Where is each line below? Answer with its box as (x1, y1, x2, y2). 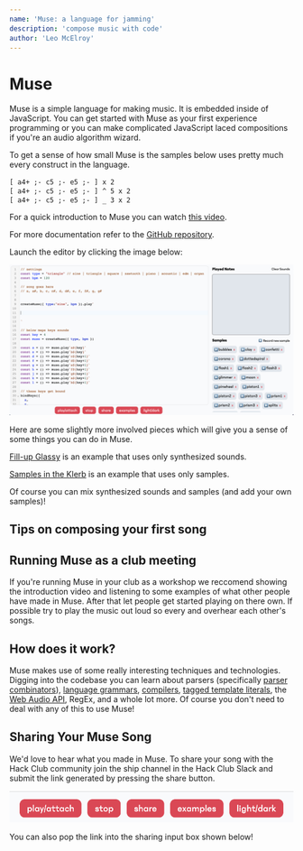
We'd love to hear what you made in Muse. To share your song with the (9, 754, 273, 764)
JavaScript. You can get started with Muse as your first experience (9, 113, 258, 124)
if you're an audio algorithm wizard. (9, 132, 142, 143)
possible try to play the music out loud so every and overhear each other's (9, 606, 287, 616)
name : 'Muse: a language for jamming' (9, 14, 155, 23)
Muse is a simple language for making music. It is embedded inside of (9, 104, 269, 115)
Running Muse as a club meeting (9, 552, 197, 568)
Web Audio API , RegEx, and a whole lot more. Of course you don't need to (9, 694, 285, 705)
